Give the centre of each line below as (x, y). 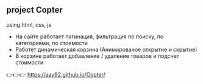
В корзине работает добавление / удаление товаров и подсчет (97, 56)
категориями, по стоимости (52, 43)
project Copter (34, 10)
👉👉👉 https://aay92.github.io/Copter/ (56, 74)
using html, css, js (29, 24)
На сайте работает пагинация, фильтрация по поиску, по (89, 37)
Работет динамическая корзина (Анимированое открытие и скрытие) (106, 49)
